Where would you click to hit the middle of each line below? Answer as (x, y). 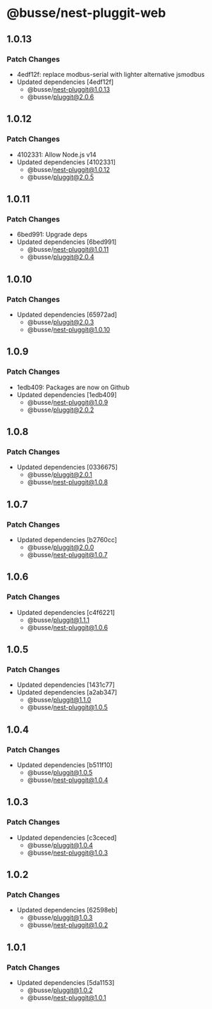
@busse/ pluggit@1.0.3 (60, 917)
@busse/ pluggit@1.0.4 (60, 845)
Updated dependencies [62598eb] (67, 910)
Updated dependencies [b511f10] (65, 765)
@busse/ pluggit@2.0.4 (61, 257)
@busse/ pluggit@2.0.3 (61, 322)
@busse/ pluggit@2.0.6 (61, 97)
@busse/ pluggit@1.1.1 (58, 620)
